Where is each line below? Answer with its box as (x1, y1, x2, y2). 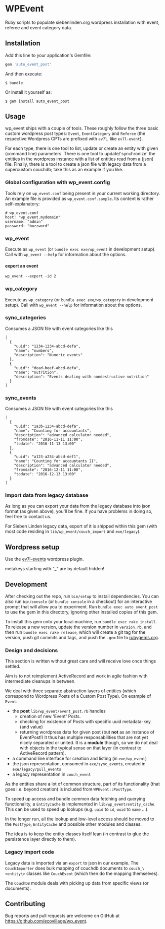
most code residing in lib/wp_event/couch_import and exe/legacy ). (5, 529, 141, 534)
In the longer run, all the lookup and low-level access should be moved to (5, 816, 155, 822)
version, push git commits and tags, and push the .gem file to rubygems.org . (5, 635, 160, 641)
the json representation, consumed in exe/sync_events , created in (12, 761, 146, 767)
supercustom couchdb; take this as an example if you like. (5, 167, 124, 173)
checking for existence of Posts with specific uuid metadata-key (19, 719, 151, 725)
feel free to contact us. (5, 514, 52, 520)
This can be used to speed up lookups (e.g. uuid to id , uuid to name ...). (5, 806, 149, 812)
